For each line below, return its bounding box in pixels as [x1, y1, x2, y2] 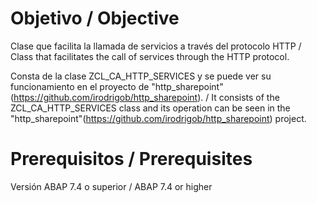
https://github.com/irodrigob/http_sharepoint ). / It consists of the [13, 91, 280, 103]
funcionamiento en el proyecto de [10, 80, 150, 92]
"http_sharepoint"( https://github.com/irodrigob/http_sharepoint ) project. [10, 112, 307, 124]
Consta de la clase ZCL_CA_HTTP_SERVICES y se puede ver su [10, 70, 272, 82]
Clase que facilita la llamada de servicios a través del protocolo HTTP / [10, 40, 302, 52]
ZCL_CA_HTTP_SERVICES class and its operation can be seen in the [10, 102, 291, 114]
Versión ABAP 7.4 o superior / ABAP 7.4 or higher [10, 180, 213, 192]
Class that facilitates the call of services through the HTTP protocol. [10, 50, 290, 62]
